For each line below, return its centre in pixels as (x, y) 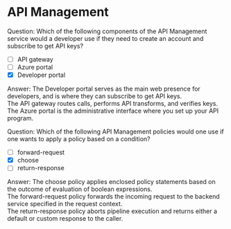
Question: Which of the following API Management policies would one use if (115, 131)
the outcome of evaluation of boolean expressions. (80, 189)
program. (20, 118)
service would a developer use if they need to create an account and (105, 38)
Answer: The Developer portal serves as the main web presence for (104, 89)
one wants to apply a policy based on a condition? (79, 139)
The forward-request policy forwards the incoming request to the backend (113, 196)
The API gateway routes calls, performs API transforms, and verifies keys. (113, 104)
